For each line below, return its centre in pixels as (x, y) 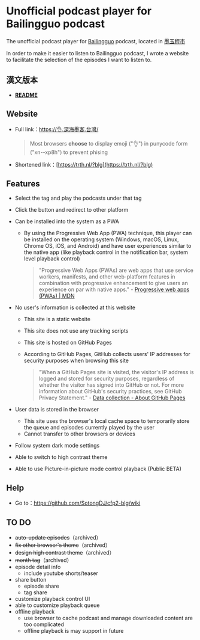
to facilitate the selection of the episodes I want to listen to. (79, 60)
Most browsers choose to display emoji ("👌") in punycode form (109, 143)
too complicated (44, 624)
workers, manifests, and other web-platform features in (107, 277)
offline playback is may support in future (74, 631)
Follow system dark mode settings (57, 446)
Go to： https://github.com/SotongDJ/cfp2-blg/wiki (78, 503)
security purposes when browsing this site (76, 361)
